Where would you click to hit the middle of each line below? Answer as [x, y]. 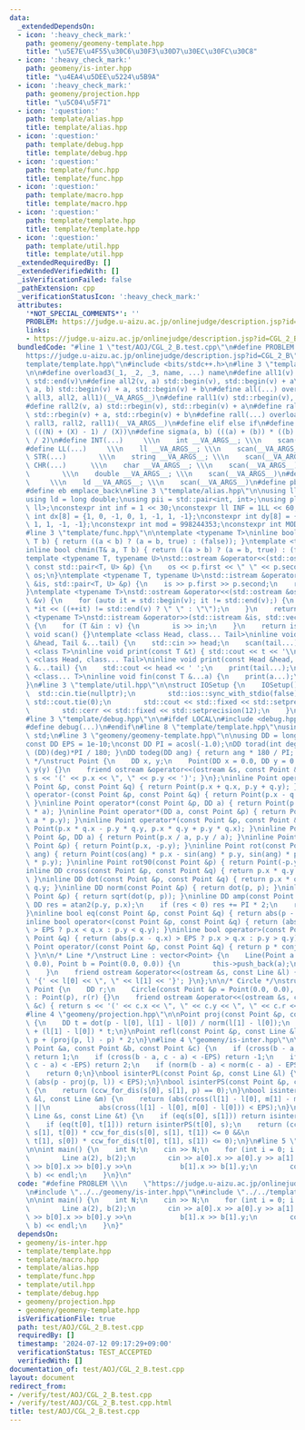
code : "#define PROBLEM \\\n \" [85, 1183]
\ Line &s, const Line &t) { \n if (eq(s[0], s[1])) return [146, 1116]
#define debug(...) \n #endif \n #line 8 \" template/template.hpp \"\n [154, 728]
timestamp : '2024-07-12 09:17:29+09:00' [95, 1344]
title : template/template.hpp [83, 229]
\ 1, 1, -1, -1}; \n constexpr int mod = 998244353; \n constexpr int [154, 525]
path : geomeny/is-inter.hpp [79, 69]
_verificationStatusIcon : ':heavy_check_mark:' [109, 296]
